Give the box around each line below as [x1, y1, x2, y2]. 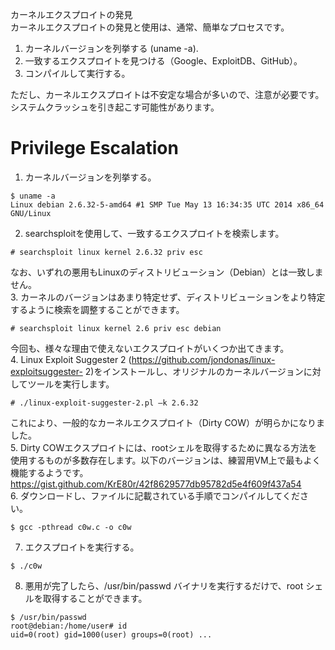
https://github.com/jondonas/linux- [131, 353, 276, 365]
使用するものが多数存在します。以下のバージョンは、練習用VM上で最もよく [10, 454, 322, 466]
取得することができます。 [42, 592, 148, 604]
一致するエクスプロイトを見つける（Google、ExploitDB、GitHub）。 [24, 55, 303, 67]
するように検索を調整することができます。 [10, 303, 185, 315]
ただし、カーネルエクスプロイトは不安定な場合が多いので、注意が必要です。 [10, 89, 325, 100]
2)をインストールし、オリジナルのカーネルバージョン [84, 365, 304, 377]
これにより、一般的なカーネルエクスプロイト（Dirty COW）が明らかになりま [10, 416, 326, 428]
